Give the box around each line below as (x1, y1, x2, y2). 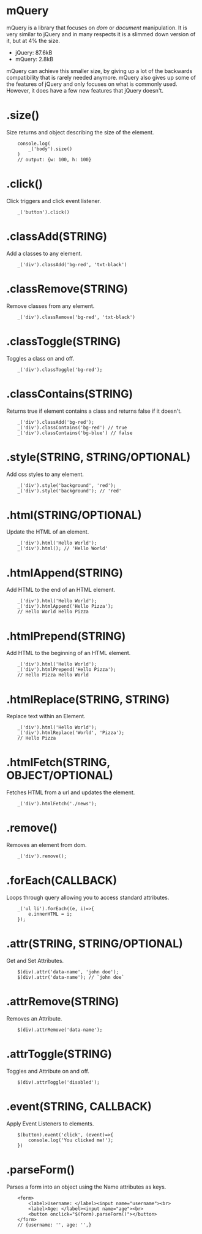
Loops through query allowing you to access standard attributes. (6, 894, 170, 902)
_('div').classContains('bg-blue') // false (17, 430, 133, 436)
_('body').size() (28, 145, 72, 152)
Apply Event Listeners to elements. (6, 1120, 94, 1127)
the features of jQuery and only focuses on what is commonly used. (6, 80, 178, 88)
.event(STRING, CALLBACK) (6, 1100, 152, 1114)
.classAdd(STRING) (6, 229, 108, 243)
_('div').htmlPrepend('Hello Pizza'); (17, 667, 116, 673)
